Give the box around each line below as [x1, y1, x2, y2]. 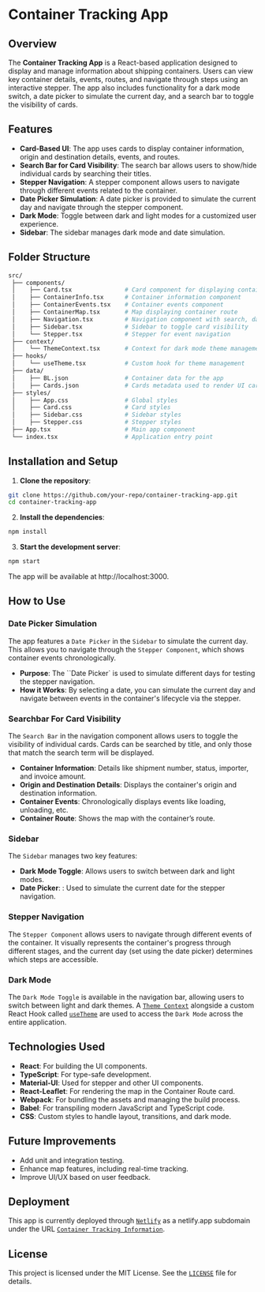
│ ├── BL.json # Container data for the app [11, 374, 224, 382]
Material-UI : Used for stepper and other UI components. [19, 1078, 203, 1087]
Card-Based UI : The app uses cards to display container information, [19, 144, 244, 153]
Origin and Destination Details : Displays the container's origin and [19, 780, 237, 790]
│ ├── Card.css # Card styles [11, 404, 171, 411]
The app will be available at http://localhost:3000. [8, 572, 170, 581]
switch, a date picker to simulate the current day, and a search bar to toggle [8, 92, 254, 100]
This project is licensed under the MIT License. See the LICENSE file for [8, 1268, 237, 1278]
